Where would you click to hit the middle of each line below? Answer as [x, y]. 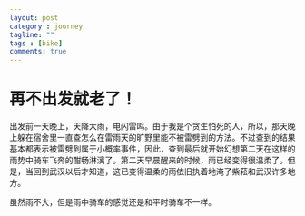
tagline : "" [32, 34]
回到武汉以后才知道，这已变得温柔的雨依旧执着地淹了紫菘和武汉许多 [160, 172]
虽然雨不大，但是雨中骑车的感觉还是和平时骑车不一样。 [113, 202]
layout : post [34, 18]
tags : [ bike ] [36, 43]
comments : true [38, 52]
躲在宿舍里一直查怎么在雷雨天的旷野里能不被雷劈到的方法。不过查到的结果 [156, 138]
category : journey [46, 26]
